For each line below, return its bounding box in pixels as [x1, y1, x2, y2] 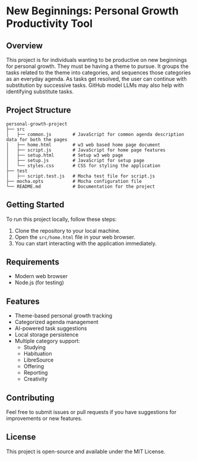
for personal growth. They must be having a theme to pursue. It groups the [6, 63, 189, 70]
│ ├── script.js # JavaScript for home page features [6, 147, 166, 153]
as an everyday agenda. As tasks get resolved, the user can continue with [6, 76, 187, 82]
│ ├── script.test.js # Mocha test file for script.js [6, 173, 155, 179]
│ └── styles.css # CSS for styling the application [6, 163, 161, 169]
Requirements [6, 257, 59, 267]
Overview [6, 41, 43, 51]
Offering [23, 363, 45, 370]
